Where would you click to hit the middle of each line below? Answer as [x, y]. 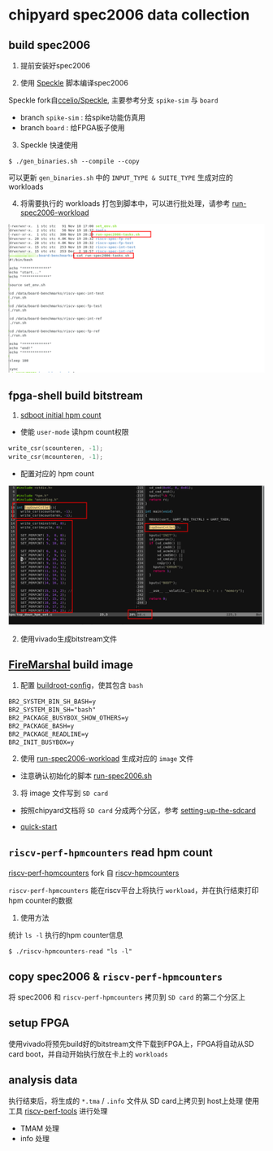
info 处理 [35, 1138]
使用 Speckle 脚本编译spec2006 [74, 83]
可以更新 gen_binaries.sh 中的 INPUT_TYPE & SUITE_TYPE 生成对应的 [121, 177]
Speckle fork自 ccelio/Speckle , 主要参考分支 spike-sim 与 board [113, 100]
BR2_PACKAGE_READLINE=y [49, 734]
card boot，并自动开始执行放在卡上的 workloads [88, 1054]
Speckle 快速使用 [49, 145]
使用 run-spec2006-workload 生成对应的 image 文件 [107, 759]
